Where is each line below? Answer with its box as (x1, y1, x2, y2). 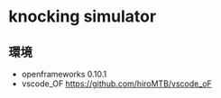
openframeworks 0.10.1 (21, 69, 107, 79)
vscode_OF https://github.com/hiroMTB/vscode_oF (21, 78, 213, 89)
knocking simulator (8, 6, 157, 27)
